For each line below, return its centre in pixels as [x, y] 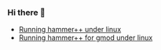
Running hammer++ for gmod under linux [86, 37]
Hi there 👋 [27, 12]
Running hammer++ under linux [70, 30]
